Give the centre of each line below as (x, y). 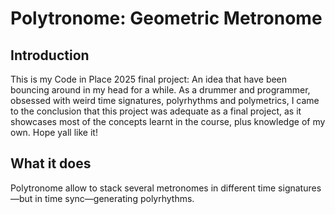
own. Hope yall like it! (54, 132)
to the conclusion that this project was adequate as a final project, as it (156, 111)
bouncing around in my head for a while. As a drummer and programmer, (160, 90)
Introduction (50, 55)
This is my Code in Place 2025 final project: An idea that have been (149, 79)
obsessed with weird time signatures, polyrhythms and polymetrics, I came (165, 100)
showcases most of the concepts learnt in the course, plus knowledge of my (168, 121)
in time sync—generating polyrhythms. (114, 198)
